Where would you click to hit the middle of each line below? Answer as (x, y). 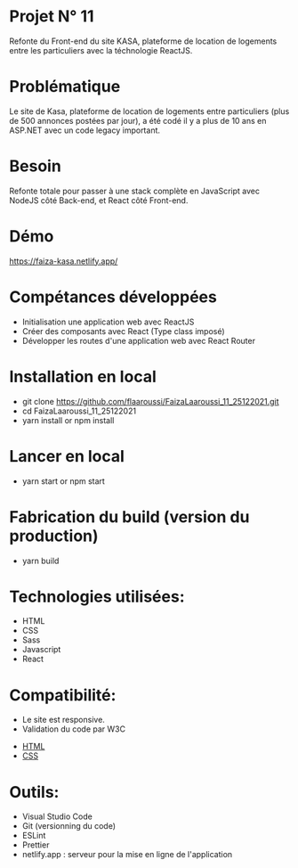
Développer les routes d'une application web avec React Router (139, 340)
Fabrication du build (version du (129, 516)
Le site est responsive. (63, 720)
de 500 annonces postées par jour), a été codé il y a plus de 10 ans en (138, 120)
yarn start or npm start (63, 481)
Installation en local (83, 377)
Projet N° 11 (52, 16)
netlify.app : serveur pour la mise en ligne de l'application (127, 855)
